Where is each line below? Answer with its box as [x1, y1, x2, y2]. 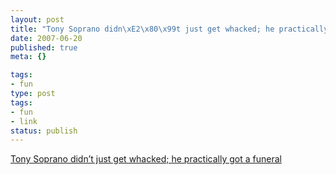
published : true [10, 42, 78, 53]
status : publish [10, 126, 78, 136]
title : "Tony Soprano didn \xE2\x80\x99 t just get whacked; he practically [10, 24, 329, 34]
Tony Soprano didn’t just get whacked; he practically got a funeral [10, 153, 282, 165]
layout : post [10, 14, 65, 25]
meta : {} [10, 52, 47, 62]
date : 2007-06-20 [10, 33, 83, 43]
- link [10, 116, 38, 126]
